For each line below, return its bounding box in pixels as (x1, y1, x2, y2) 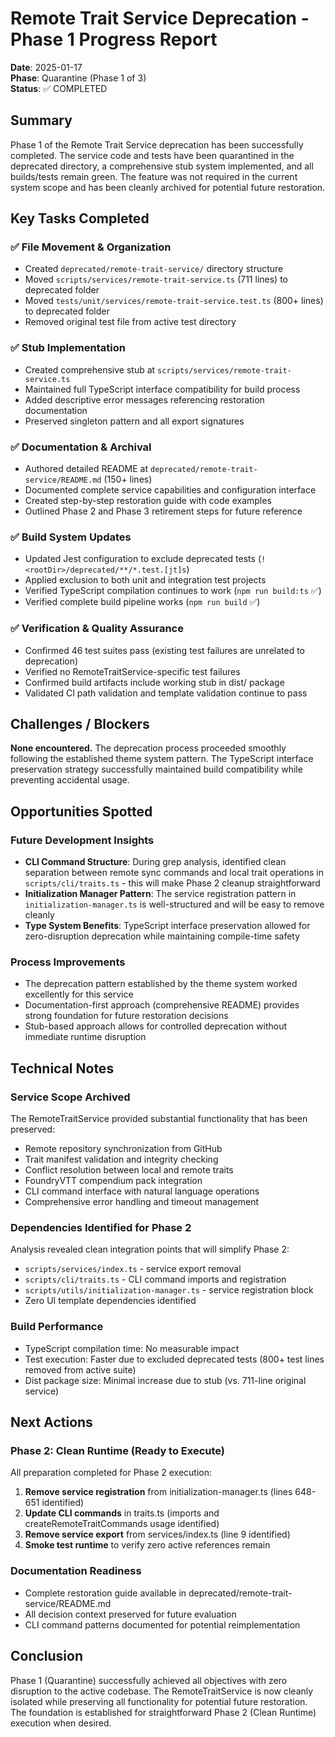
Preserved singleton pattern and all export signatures (24, 415, 245, 427)
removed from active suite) (24, 1363, 137, 1376)
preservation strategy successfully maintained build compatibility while (10, 763, 303, 776)
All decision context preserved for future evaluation (24, 1608, 237, 1620)
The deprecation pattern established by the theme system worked (24, 978, 298, 990)
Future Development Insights (10, 833, 155, 847)
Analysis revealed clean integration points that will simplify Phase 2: (10, 1243, 290, 1256)
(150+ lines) (103, 473, 153, 486)
